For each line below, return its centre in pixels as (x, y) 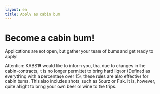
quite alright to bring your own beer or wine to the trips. (61, 86)
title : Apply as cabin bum (32, 14)
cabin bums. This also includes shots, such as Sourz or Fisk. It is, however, (80, 81)
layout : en (16, 9)
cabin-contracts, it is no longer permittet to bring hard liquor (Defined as (78, 71)
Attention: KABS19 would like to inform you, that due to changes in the (75, 66)
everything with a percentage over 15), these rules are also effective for (77, 76)
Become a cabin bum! (50, 38)
